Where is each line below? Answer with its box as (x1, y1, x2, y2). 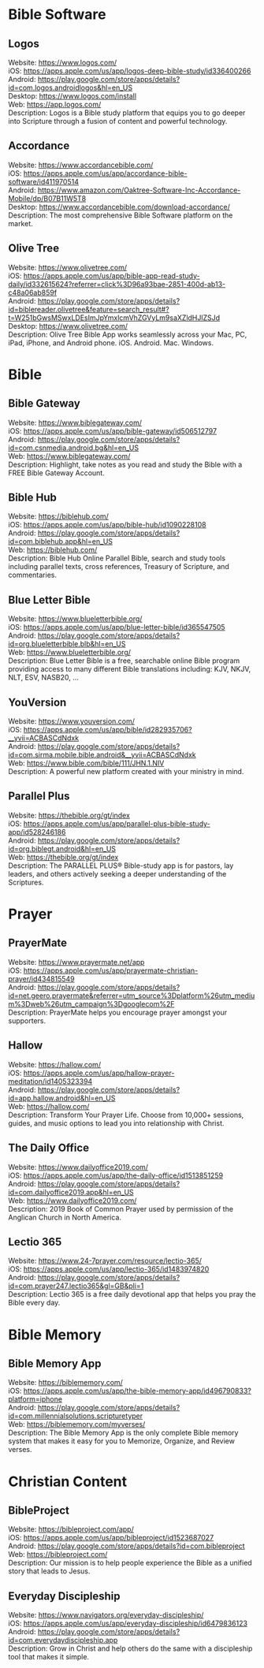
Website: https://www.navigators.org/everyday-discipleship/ (8, 1610, 204, 1620)
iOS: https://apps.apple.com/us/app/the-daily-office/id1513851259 (8, 1171, 223, 1180)
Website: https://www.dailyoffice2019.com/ (8, 1162, 148, 1171)
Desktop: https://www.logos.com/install (8, 91, 136, 100)
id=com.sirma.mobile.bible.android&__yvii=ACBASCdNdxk (8, 750, 196, 760)
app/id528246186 (8, 827, 66, 836)
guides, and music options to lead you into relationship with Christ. (8, 1118, 225, 1128)
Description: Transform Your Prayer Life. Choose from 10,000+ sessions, (8, 1110, 244, 1119)
